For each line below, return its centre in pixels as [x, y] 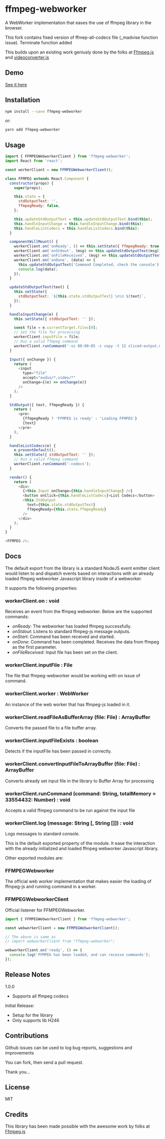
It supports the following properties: [41, 588]
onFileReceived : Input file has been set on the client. [65, 652]
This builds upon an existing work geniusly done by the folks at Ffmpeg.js [80, 52]
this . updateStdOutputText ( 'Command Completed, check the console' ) [89, 264]
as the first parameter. [35, 647]
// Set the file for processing [47, 333]
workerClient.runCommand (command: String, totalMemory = [81, 793]
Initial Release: [20, 1005]
